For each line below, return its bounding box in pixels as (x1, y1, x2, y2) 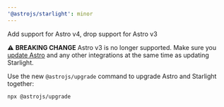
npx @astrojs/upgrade (7, 93, 71, 100)
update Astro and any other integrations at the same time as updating (7, 51, 210, 59)
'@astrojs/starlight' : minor (7, 10, 93, 18)
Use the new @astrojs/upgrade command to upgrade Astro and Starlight (7, 72, 217, 80)
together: (7, 79, 34, 88)
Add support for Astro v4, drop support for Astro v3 (7, 30, 158, 38)
